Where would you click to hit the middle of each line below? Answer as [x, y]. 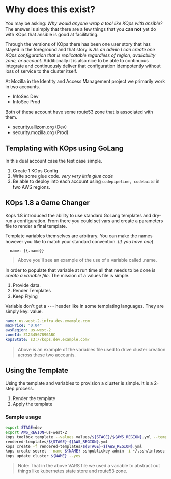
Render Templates [32, 290]
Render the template [34, 398]
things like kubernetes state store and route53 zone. [73, 471]
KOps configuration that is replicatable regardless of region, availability [80, 55]
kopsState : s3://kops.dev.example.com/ [48, 340]
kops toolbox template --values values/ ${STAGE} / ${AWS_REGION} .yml [78, 437]
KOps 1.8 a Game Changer [48, 203]
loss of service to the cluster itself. [41, 71]
